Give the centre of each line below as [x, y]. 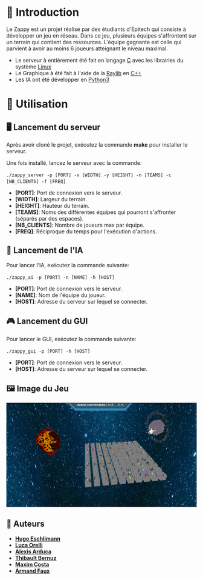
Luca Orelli [29, 545]
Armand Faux [32, 571]
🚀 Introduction [43, 12]
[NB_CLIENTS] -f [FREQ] [36, 181]
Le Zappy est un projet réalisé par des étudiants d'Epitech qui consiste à [96, 29]
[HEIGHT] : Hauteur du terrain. [52, 205]
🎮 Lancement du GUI [47, 322]
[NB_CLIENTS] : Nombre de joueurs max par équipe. [80, 225]
